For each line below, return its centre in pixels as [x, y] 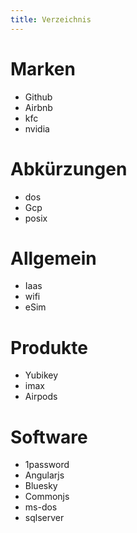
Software [49, 437]
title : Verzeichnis [51, 19]
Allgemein [53, 258]
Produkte [49, 347]
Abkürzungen [69, 168]
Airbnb [38, 107]
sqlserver [44, 518]
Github [38, 97]
